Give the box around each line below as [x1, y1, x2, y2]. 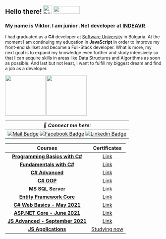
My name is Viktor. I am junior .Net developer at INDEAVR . [5, 22, 147, 29]
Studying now [91, 226, 124, 233]
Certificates [93, 145, 122, 152]
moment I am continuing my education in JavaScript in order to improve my [5, 39, 160, 45]
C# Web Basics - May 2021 [13, 201, 81, 208]
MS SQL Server [29, 185, 66, 192]
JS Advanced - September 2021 [7, 217, 87, 224]
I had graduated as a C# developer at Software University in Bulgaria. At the [5, 33, 160, 40]
